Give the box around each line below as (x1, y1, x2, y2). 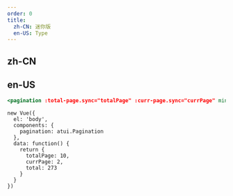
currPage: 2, (25, 158, 64, 165)
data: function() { (13, 140, 70, 147)
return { (19, 147, 45, 154)
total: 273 (25, 165, 58, 172)
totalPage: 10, (25, 152, 70, 160)
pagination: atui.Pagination (19, 128, 104, 136)
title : (7, 17, 26, 24)
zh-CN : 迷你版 (13, 23, 51, 30)
